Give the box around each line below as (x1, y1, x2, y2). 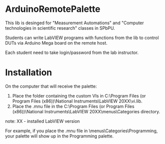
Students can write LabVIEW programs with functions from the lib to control (5, 35, 159, 41)
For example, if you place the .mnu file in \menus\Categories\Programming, (5, 128, 158, 134)
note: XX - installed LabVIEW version (5, 118, 80, 124)
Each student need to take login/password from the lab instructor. (5, 49, 139, 55)
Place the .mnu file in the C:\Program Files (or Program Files (12, 103, 135, 109)
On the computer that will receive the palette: (5, 83, 97, 89)
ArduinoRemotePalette (5, 3, 100, 15)
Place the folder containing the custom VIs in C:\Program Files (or (12, 93, 146, 98)
